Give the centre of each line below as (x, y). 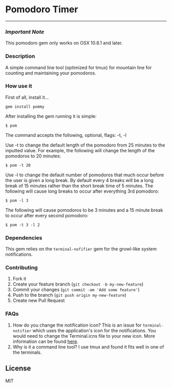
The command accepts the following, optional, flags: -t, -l (66, 135)
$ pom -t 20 (18, 165)
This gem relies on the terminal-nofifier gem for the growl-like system (81, 249)
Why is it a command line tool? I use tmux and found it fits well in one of (88, 346)
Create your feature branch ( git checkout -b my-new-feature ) (78, 284)
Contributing (21, 268)
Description (20, 56)
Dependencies (24, 238)
